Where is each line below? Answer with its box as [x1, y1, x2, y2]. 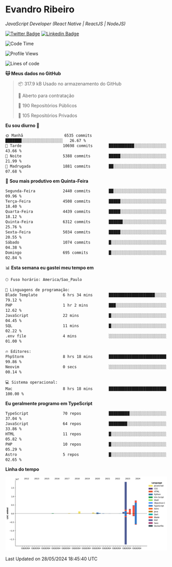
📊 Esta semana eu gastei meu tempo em [5, 264, 94, 271]
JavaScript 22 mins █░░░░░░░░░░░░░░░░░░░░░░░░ [5, 313, 167, 318]
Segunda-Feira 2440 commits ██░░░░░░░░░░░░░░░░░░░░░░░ [5, 188, 167, 194]
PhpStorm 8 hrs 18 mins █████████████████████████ [5, 354, 167, 359]
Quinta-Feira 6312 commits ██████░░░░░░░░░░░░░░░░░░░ [5, 219, 167, 224]
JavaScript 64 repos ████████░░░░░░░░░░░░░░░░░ [5, 421, 167, 426]
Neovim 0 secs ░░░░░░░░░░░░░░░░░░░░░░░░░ [5, 364, 167, 369]
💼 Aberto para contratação [17, 92, 74, 99]
